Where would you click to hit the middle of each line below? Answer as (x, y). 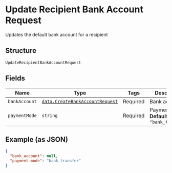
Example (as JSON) (37, 139)
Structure (21, 51)
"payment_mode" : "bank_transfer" (46, 161)
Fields (15, 78)
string (50, 116)
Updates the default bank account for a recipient (57, 34)
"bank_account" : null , (34, 156)
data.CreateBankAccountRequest (80, 101)
